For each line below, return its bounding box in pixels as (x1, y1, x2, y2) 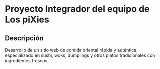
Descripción (5, 34, 44, 42)
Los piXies (5, 14, 50, 25)
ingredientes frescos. (5, 58, 49, 63)
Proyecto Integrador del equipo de (5, 3, 150, 15)
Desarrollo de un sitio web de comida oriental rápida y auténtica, (5, 47, 138, 53)
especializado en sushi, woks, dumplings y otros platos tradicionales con (5, 52, 155, 58)
